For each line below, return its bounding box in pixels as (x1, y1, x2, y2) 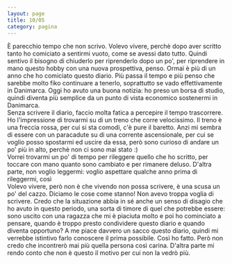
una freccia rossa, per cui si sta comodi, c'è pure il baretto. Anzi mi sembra (7, 123, 222, 132)
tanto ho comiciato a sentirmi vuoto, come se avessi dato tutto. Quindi (7, 49, 208, 58)
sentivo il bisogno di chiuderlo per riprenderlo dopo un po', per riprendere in (7, 57, 225, 65)
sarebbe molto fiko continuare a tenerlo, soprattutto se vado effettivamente (7, 79, 222, 88)
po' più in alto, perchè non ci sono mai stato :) (7, 145, 138, 154)
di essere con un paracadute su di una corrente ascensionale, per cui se (7, 131, 214, 139)
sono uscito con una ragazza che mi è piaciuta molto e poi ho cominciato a (7, 212, 222, 220)
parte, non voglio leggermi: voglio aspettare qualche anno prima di (7, 167, 198, 176)
